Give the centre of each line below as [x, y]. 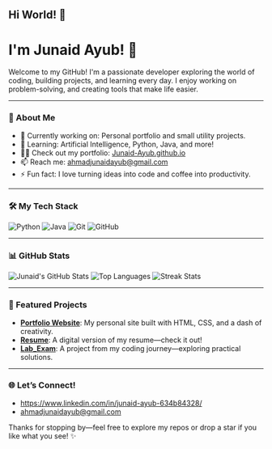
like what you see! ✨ [42, 436]
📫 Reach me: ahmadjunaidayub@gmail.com [94, 162]
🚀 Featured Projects [48, 305]
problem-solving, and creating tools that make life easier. [103, 89]
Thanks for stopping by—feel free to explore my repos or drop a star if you [133, 427]
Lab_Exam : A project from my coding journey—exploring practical [130, 348]
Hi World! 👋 [37, 15]
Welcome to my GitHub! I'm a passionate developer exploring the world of [132, 72]
